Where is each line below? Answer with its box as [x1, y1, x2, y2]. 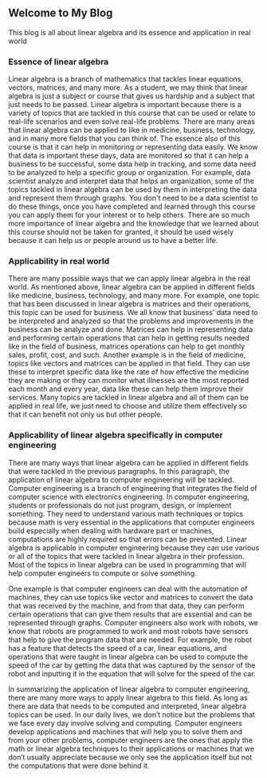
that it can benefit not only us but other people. [8, 409, 163, 419]
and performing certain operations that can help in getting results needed [8, 333, 249, 343]
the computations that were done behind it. [8, 760, 150, 770]
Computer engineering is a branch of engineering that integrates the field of [8, 483, 257, 493]
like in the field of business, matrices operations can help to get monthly [8, 341, 245, 351]
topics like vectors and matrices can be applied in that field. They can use [8, 359, 251, 369]
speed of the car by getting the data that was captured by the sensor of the [8, 660, 256, 670]
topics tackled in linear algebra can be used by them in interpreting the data [8, 185, 257, 194]
